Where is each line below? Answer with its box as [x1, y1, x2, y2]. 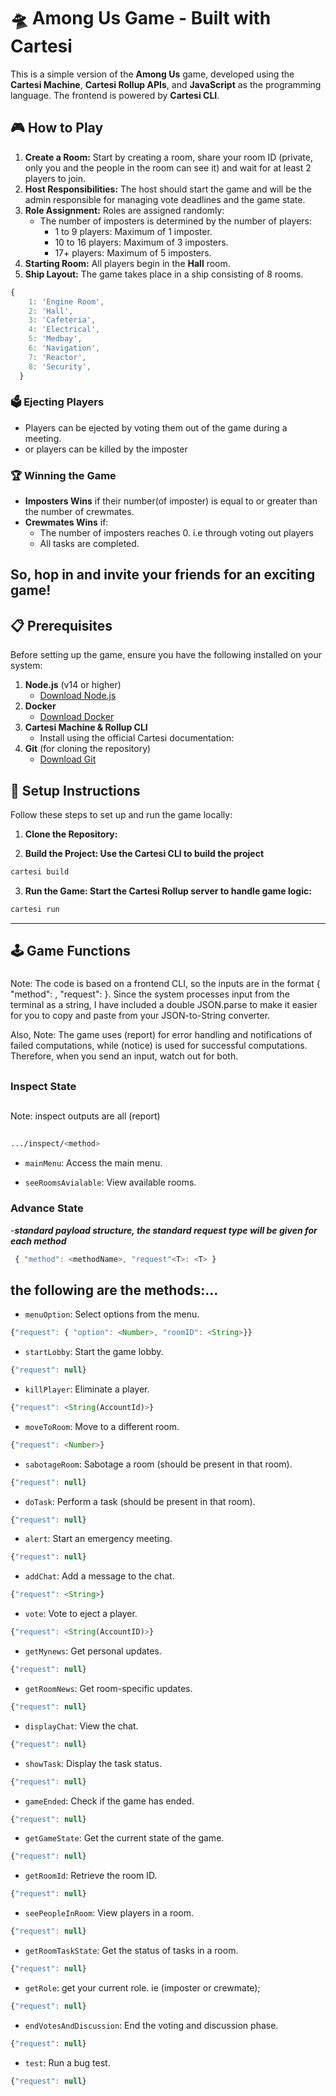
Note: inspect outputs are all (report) [10, 1110, 161, 1122]
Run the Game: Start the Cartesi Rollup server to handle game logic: [24, 885, 312, 897]
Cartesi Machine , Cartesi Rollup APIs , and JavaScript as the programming [10, 78, 322, 90]
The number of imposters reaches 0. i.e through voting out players [39, 527, 314, 539]
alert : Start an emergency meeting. [24, 1533, 173, 1545]
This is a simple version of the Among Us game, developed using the [10, 68, 295, 80]
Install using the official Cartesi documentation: [39, 732, 235, 744]
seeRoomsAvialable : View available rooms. [24, 1176, 197, 1189]
